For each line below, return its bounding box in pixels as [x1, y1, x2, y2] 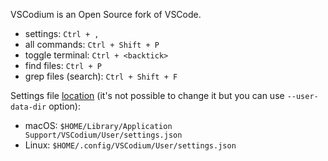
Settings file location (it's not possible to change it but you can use [10, 90, 285, 101]
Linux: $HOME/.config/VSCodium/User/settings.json [24, 139, 237, 151]
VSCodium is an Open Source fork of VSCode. [10, 9, 202, 20]
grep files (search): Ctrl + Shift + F [24, 70, 178, 82]
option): [48, 100, 81, 112]
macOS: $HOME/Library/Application [24, 120, 173, 131]
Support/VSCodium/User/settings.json [24, 130, 183, 140]
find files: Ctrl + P [24, 60, 102, 71]
